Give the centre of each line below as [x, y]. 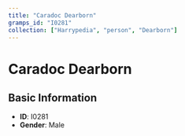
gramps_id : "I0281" [40, 23]
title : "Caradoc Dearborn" [52, 15]
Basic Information [53, 98]
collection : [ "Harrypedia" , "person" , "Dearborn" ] [93, 30]
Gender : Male [42, 125]
